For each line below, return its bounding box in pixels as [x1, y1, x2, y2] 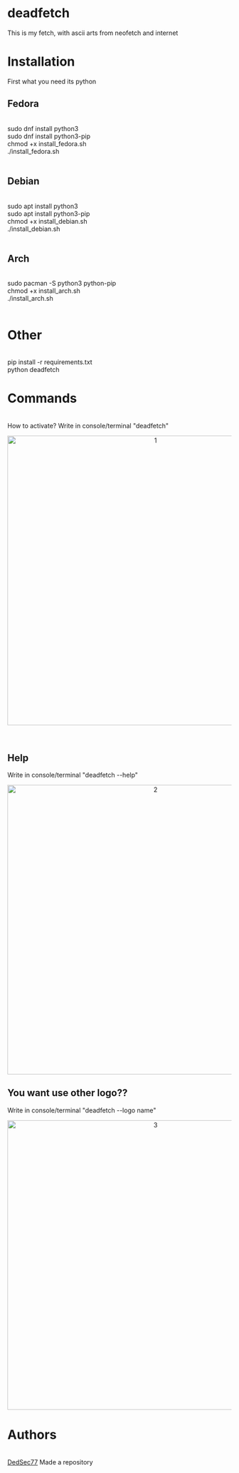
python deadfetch [7, 366, 60, 374]
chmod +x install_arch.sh [7, 286, 80, 295]
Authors [7, 1427, 57, 1442]
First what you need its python [7, 77, 97, 86]
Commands [7, 391, 78, 407]
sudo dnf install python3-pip [7, 132, 91, 140]
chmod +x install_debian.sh [7, 217, 87, 225]
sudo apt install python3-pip [7, 209, 90, 218]
